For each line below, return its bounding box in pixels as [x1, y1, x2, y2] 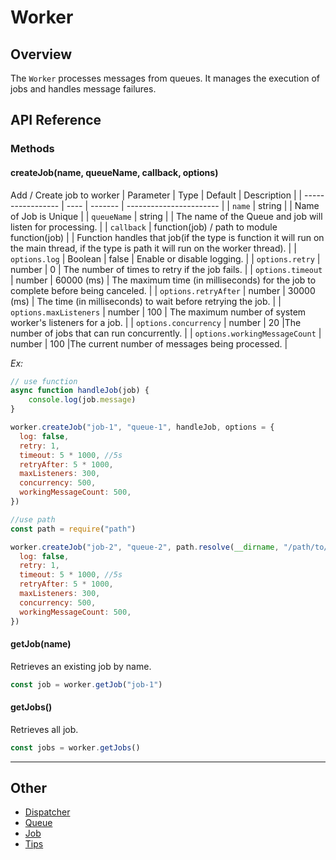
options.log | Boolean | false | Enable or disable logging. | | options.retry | [10, 252, 321, 265]
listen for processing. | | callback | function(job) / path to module [10, 221, 278, 233]
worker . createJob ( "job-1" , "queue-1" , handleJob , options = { [10, 422, 275, 433]
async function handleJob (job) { [10, 386, 150, 396]
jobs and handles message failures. [10, 83, 157, 95]
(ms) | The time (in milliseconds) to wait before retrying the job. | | [10, 295, 282, 307]
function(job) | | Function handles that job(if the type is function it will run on [10, 231, 325, 243]
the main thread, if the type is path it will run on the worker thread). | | [10, 242, 297, 254]
